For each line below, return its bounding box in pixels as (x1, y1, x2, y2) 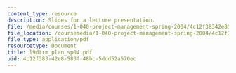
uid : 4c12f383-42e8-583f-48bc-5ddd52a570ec (7, 56, 137, 63)
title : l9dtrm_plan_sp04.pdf (7, 49, 93, 56)
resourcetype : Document (7, 42, 77, 49)
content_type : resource (7, 10, 77, 17)
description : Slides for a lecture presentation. (7, 17, 156, 24)
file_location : (7, 29, 52, 37)
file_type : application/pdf (7, 36, 90, 43)
